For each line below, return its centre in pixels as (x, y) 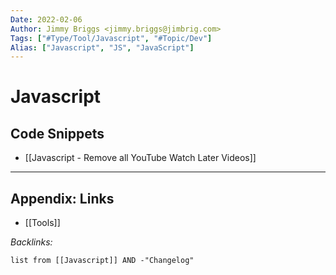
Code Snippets (57, 133)
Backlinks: (31, 242)
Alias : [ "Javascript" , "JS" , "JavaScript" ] (102, 47)
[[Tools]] (42, 223)
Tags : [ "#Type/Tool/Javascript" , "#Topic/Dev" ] (111, 38)
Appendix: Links (62, 198)
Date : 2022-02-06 (46, 19)
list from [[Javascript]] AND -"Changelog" (102, 261)
